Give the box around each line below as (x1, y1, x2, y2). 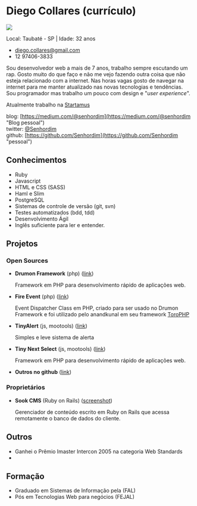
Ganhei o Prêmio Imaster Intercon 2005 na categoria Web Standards (14, 448, 183, 455)
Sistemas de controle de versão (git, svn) (14, 202, 116, 209)
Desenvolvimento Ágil (14, 215, 68, 222)
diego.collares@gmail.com (14, 46, 80, 54)
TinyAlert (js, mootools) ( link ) (14, 322, 87, 329)
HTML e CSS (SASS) (14, 183, 65, 191)
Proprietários (6, 384, 46, 392)
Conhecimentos (6, 155, 67, 165)
